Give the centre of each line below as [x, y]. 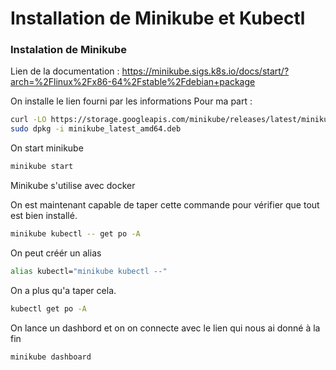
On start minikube [47, 148]
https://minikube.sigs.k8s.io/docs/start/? [205, 71]
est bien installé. [44, 216]
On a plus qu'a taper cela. [63, 290]
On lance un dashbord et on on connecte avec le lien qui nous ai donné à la [165, 328]
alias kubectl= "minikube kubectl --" [89, 271]
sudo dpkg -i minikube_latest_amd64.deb [96, 129]
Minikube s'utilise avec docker [73, 186]
